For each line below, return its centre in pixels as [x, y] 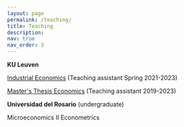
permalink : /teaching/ [39, 20]
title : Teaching [30, 26]
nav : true [21, 39]
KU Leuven [23, 65]
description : [26, 32]
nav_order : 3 [26, 45]
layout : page [26, 13]
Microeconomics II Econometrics [53, 117]
